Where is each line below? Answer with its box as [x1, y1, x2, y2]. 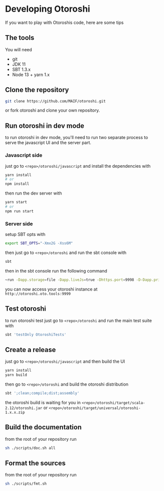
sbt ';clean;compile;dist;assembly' [5, 391, 80, 395]
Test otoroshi [5, 305, 46, 313]
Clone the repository [5, 86, 69, 94]
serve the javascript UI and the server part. [5, 140, 92, 146]
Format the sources [5, 459, 66, 467]
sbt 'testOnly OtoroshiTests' [5, 332, 67, 337]
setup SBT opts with [5, 232, 45, 237]
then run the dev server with [5, 190, 62, 196]
